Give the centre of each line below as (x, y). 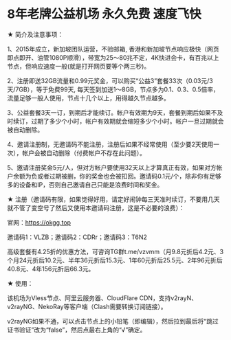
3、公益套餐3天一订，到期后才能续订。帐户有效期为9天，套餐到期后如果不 (112, 112)
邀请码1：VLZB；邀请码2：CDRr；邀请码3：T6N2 (77, 237)
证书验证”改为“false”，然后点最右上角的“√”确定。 (77, 330)
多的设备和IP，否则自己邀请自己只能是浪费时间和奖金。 (85, 184)
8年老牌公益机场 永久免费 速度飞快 (104, 14)
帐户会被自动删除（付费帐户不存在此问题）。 (84, 152)
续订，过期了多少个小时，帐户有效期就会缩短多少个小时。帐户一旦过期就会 (118, 121)
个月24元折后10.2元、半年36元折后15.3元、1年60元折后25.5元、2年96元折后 (115, 260)
